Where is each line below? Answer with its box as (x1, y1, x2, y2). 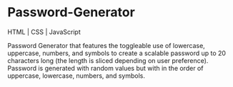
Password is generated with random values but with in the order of (7, 64, 204, 72)
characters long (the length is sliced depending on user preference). (7, 56, 209, 64)
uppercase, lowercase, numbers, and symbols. (7, 71, 145, 80)
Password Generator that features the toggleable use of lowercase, (7, 41, 205, 50)
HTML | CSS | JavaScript (7, 28, 81, 36)
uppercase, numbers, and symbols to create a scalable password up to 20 (7, 49, 227, 57)
